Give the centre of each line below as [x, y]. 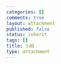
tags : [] [17, 40]
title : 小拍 [20, 46]
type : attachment [28, 52]
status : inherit [27, 35]
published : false [28, 29]
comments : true [25, 18]
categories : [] [25, 12]
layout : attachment [31, 23]
